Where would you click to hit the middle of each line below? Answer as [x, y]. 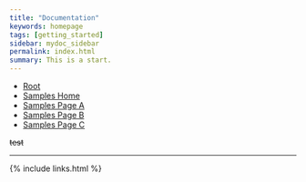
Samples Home [51, 96]
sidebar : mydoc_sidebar [55, 43]
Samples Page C [54, 125]
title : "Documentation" [55, 18]
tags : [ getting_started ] [56, 35]
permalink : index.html [52, 52]
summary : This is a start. [61, 60]
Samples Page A [53, 105]
